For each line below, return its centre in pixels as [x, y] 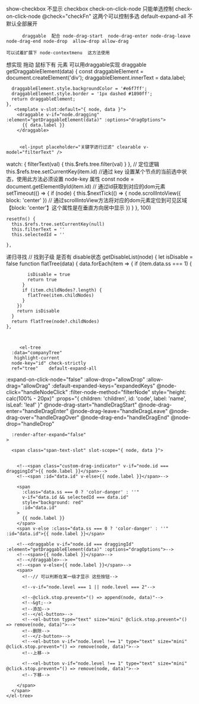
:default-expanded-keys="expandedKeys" [103, 386]
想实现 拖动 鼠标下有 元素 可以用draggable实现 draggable [76, 65]
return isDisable [38, 311]
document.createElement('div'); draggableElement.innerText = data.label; [96, 77]
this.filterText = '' [38, 230]
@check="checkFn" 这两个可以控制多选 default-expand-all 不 [117, 16]
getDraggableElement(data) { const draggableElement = [75, 71]
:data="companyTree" [37, 353]
